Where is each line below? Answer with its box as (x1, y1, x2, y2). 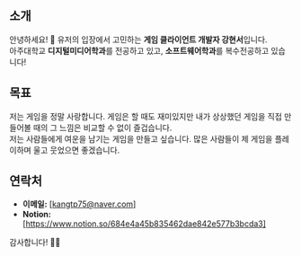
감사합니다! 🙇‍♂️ (9, 237, 61, 248)
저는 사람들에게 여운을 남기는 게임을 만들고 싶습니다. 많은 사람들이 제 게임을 (9, 133, 273, 144)
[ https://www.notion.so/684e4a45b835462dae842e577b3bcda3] (22, 218, 267, 229)
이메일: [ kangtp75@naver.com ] (22, 199, 137, 209)
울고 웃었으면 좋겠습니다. (32, 145, 120, 155)
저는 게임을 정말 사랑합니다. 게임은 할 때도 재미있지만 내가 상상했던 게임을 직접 (9, 110, 283, 121)
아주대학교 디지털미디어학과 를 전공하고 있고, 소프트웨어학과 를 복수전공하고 (9, 45, 270, 56)
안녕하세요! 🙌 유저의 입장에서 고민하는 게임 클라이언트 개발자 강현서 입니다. (9, 34, 268, 45)
